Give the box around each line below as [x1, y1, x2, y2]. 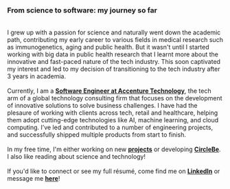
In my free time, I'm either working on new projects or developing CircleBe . [7, 145, 221, 153]
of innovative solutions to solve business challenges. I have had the [7, 102, 198, 110]
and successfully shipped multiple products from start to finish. [7, 131, 187, 139]
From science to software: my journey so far [7, 5, 158, 15]
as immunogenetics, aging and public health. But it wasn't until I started [7, 43, 209, 52]
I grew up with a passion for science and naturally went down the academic [7, 28, 221, 36]
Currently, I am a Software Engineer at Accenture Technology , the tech [7, 87, 211, 95]
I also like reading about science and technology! [7, 153, 146, 161]
